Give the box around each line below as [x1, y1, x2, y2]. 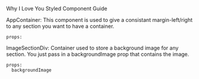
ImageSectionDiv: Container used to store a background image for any [6, 44, 179, 51]
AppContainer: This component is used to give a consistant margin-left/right [6, 17, 193, 23]
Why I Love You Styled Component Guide [6, 5, 108, 12]
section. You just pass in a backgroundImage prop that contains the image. [6, 51, 189, 58]
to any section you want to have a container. [6, 23, 115, 29]
